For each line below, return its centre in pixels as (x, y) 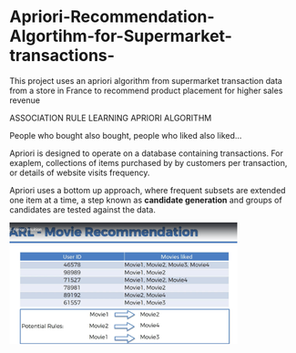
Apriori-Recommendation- (112, 17)
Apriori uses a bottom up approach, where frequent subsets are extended (148, 190)
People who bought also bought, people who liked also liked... (126, 135)
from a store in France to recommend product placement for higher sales (146, 90)
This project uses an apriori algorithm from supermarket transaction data (146, 80)
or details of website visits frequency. (80, 172)
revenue (25, 100)
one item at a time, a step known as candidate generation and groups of (146, 200)
